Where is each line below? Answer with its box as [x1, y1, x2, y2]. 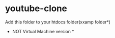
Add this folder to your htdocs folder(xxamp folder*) [5, 19, 111, 25]
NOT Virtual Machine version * [12, 28, 75, 34]
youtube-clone [5, 3, 67, 14]
